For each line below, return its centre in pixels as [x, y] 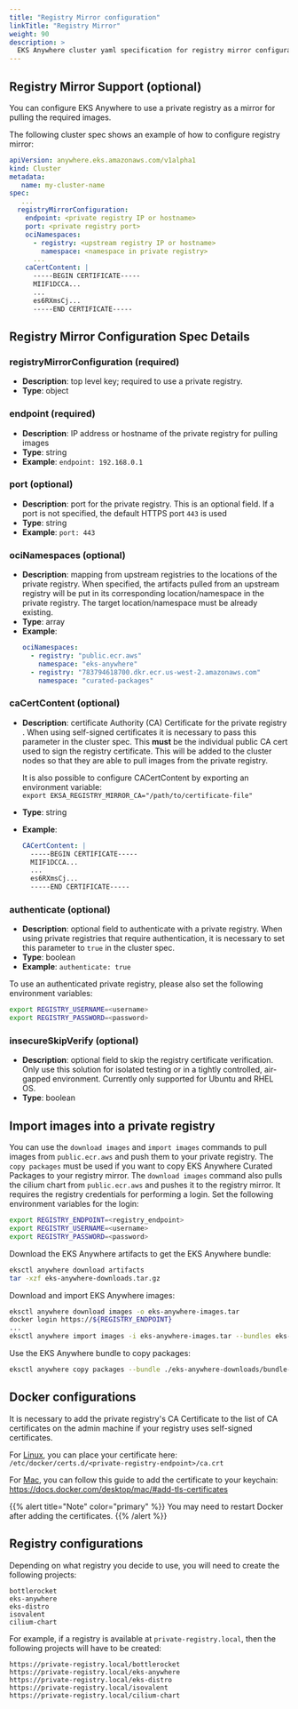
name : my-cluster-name [63, 185]
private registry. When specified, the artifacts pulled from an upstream [150, 584]
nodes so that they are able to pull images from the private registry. [145, 760]
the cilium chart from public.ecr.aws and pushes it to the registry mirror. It [145, 1185]
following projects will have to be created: [86, 1648]
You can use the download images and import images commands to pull [138, 1147]
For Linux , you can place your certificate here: [94, 1455]
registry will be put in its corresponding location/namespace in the [143, 594]
